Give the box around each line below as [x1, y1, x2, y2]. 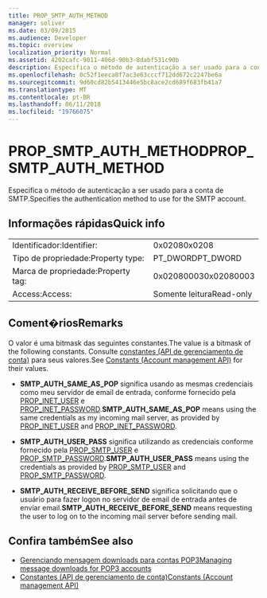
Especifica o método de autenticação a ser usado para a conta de [8, 185, 224, 195]
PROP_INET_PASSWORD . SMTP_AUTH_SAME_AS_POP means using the [19, 404, 257, 414]
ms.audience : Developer [8, 33, 87, 42]
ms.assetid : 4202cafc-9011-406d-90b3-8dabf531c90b [8, 57, 180, 64]
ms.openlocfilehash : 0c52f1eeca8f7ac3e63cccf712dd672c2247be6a [8, 71, 222, 79]
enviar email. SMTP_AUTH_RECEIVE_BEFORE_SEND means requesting [19, 502, 253, 512]
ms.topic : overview [8, 41, 73, 49]
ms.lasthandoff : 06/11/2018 [8, 100, 102, 108]
